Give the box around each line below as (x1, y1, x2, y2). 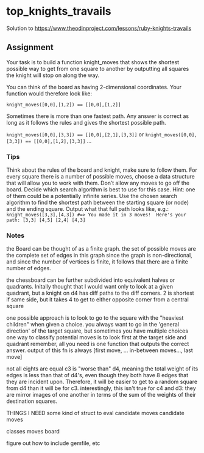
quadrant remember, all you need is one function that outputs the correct (6, 341, 189, 348)
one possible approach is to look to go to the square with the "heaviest (6, 314, 184, 322)
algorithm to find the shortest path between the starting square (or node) (6, 199, 189, 206)
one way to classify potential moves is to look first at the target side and (6, 334, 187, 341)
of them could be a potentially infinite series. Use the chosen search (6, 193, 178, 200)
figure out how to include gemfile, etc (6, 440, 100, 447)
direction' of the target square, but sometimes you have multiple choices (6, 327, 189, 334)
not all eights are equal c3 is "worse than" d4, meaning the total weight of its (6, 365, 199, 372)
